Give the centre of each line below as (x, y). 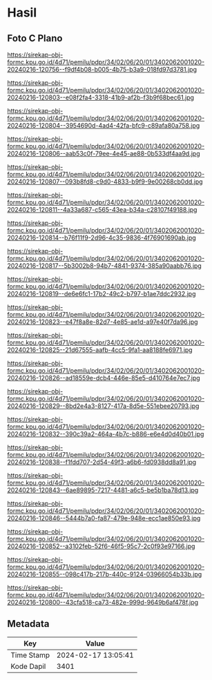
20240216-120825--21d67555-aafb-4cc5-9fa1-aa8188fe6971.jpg (100, 350)
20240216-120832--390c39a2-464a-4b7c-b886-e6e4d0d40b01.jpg (106, 434)
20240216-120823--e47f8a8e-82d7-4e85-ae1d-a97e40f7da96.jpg (103, 322)
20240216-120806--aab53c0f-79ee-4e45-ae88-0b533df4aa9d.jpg (104, 154)
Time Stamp (30, 655)
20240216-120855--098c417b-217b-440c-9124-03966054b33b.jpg (105, 574)
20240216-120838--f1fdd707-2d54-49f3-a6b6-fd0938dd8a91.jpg (102, 462)
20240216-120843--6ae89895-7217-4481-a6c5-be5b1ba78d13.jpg (103, 490)
